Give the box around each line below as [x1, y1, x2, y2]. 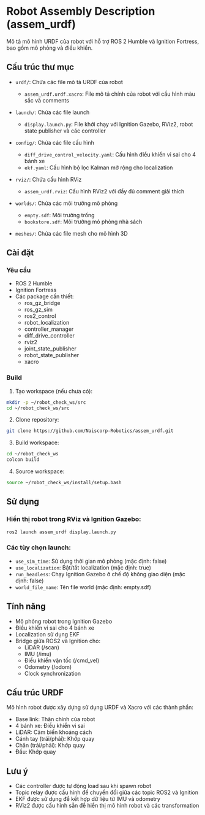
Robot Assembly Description [6, 4, 155, 18]
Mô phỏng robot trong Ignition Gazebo [15, 617, 113, 625]
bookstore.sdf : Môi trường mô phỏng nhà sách [24, 218, 143, 225]
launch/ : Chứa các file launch [15, 109, 90, 116]
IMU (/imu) [24, 650, 52, 657]
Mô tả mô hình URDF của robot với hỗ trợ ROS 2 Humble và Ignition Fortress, [6, 37, 199, 45]
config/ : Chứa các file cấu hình [15, 139, 95, 146]
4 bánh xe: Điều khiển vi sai [15, 722, 85, 730]
